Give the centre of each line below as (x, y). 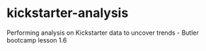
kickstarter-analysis (68, 13)
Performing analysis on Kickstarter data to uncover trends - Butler (103, 33)
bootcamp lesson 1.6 (37, 40)
